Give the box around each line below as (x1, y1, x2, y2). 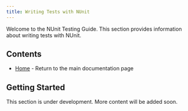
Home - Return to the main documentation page (14, 65, 134, 72)
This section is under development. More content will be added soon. (6, 98, 178, 106)
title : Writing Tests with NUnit (6, 8, 90, 15)
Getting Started (6, 82, 65, 92)
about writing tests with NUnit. (6, 31, 82, 39)
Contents (6, 49, 42, 59)
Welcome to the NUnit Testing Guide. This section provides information (6, 25, 182, 32)
